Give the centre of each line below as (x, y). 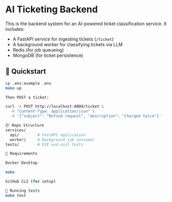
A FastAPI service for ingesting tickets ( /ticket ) (63, 39)
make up (14, 88)
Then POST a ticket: (27, 97)
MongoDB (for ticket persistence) (48, 55)
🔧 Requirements (21, 154)
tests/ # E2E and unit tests (44, 145)
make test (16, 195)
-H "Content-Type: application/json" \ (52, 111)
